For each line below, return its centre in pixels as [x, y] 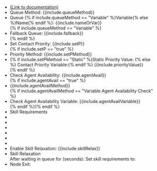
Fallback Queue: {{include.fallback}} [47, 33]
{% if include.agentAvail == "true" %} [48, 80]
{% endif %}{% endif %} [35, 106]
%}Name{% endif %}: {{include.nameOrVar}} [56, 23]
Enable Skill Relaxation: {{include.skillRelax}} [55, 148]
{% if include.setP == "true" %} [42, 49]
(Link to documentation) [34, 7]
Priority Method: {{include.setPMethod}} [51, 54]
